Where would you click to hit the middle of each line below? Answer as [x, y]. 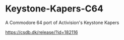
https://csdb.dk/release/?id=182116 [42, 32]
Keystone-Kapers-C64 [54, 9]
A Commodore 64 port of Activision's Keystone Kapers [62, 22]
